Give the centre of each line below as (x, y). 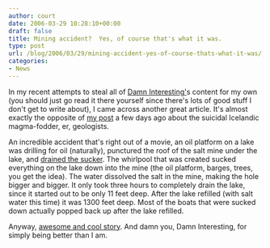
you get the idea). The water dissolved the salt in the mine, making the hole (134, 176)
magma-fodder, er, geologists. (59, 126)
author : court (32, 16)
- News (19, 69)
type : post (27, 46)
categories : (28, 62)
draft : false (30, 31)
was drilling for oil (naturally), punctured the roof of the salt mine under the (133, 150)
